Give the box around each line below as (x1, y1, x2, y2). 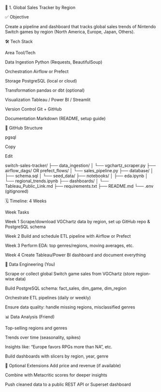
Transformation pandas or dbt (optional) (5, 87, 85, 93)
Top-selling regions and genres (5, 325, 68, 331)
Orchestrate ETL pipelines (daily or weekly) (5, 295, 91, 300)
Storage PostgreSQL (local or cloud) (5, 78, 77, 83)
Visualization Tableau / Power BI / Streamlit (5, 97, 91, 102)
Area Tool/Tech (5, 50, 36, 55)
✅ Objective (5, 14, 29, 19)
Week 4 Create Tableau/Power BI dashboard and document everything (5, 252, 146, 258)
